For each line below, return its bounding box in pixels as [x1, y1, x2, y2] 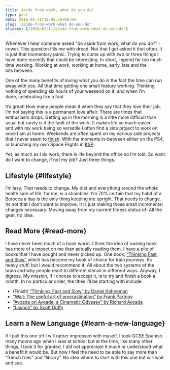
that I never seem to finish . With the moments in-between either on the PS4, [5, 136, 164, 142]
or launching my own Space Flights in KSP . [5, 141, 95, 148]
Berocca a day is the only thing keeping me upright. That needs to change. [5, 196, 161, 202]
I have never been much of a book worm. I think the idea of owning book [5, 240, 157, 246]
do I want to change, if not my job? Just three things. [5, 156, 116, 163]
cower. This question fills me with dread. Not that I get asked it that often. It [5, 46, 162, 52]
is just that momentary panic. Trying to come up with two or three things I [5, 51, 159, 58]
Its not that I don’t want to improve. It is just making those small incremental [5, 201, 163, 207]
